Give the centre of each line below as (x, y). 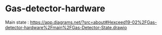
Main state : (17, 22)
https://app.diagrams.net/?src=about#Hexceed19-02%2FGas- (93, 22)
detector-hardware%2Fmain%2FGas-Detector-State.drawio (66, 27)
